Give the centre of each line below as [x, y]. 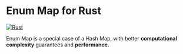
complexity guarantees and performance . [58, 45]
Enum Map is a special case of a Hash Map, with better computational [92, 38]
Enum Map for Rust [54, 11]
